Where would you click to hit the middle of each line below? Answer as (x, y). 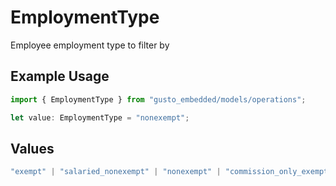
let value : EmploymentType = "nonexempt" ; (100, 117)
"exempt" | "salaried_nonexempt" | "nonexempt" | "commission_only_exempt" (171, 172)
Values (32, 148)
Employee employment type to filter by (90, 45)
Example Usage (60, 76)
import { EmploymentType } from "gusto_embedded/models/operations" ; (158, 99)
